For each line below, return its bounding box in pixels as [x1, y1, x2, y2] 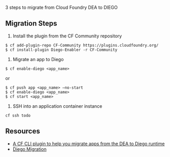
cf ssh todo [5, 113, 31, 118]
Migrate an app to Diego [12, 56, 64, 62]
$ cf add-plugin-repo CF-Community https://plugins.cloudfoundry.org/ [5, 43, 159, 48]
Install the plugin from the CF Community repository [12, 33, 122, 39]
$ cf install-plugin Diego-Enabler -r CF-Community [5, 47, 117, 52]
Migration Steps [5, 19, 58, 28]
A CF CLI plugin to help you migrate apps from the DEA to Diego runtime [12, 141, 165, 147]
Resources [5, 127, 40, 135]
